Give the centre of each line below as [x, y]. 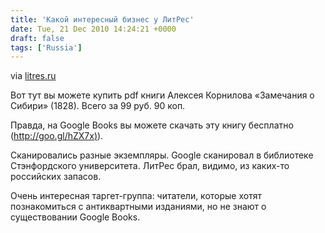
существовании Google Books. [75, 217]
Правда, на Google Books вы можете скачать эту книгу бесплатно [152, 125]
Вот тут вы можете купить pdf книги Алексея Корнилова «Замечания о [162, 95]
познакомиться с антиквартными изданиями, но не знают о [138, 207]
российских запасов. [56, 177]
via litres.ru [33, 76]
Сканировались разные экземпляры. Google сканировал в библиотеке [162, 155]
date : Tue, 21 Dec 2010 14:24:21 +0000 [93, 29]
